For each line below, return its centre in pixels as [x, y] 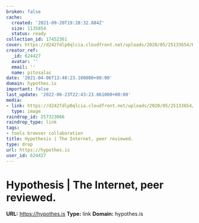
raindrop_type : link [32, 123]
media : [14, 100]
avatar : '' [25, 61]
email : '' [23, 67]
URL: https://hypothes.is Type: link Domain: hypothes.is [75, 214]
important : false [28, 89]
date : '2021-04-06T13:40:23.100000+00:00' [59, 78]
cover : [14, 45]
